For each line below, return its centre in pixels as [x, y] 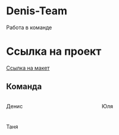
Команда [24, 87]
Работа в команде [29, 27]
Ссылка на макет [28, 68]
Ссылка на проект [54, 51]
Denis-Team [37, 11]
